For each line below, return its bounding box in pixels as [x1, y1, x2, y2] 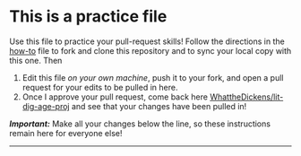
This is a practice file [9, 6, 168, 27]
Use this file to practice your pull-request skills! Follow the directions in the [9, 36, 285, 47]
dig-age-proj [21, 100, 70, 111]
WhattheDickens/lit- [210, 91, 284, 102]
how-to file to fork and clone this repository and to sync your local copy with [9, 45, 292, 56]
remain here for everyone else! [9, 127, 123, 138]
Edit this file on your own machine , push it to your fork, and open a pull [21, 72, 284, 82]
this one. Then [9, 55, 63, 65]
